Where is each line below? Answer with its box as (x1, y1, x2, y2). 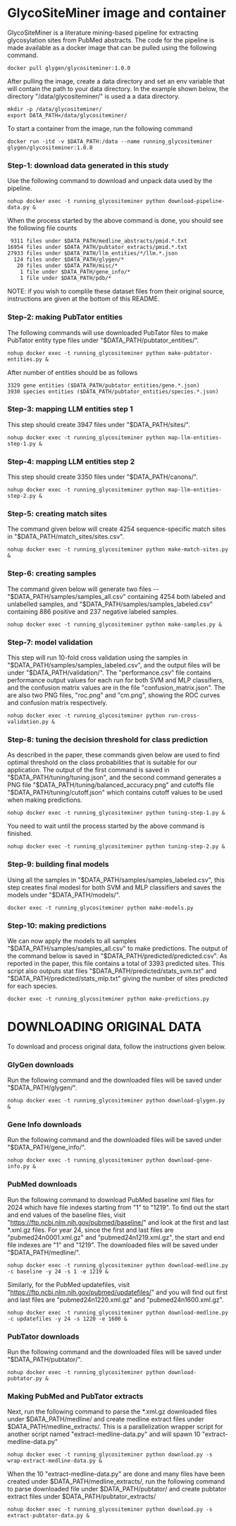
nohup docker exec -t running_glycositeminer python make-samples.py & (7, 621, 222, 628)
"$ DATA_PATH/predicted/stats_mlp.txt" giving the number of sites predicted (7, 974, 228, 982)
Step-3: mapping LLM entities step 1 (7, 404, 134, 414)
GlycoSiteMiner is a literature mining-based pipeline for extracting (7, 28, 199, 37)
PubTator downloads (7, 1332, 80, 1341)
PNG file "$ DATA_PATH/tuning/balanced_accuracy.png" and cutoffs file (7, 781, 215, 789)
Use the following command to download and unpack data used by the (7, 177, 213, 185)
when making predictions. (7, 796, 82, 804)
